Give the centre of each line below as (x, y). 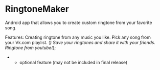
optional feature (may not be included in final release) (73, 62)
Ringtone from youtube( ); (31, 47)
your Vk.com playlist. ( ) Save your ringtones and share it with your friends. (80, 42)
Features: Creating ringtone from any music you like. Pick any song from (78, 37)
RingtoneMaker (37, 9)
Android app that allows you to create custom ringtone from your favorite (79, 23)
